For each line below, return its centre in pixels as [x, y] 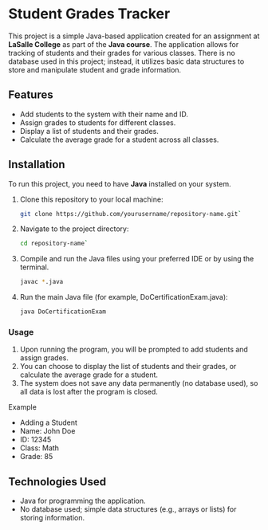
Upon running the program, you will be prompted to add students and [134, 349]
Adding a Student [49, 422]
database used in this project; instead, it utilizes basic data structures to [126, 61]
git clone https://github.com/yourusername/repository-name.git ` [130, 214]
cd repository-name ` [54, 244]
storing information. [52, 518]
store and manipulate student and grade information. [95, 69]
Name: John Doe [47, 431]
